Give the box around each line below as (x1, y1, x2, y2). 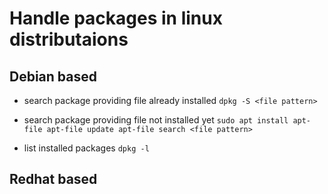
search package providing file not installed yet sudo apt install (23, 114, 289, 126)
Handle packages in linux (9, 7, 223, 30)
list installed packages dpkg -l (23, 142, 150, 154)
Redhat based (9, 171, 98, 188)
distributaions (9, 28, 129, 51)
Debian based (9, 68, 97, 85)
